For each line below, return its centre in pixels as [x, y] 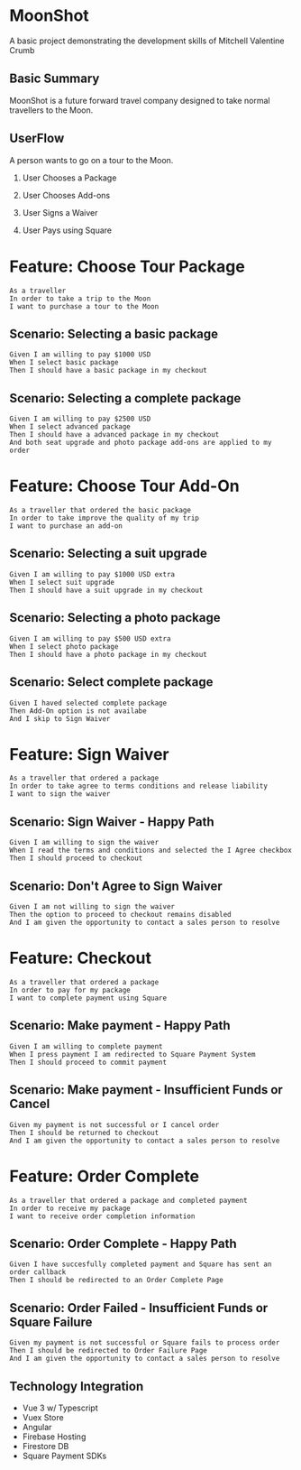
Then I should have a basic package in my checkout [108, 371]
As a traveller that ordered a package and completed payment [128, 1200]
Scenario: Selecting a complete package [125, 398]
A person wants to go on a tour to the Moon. [91, 160]
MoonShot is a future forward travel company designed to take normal [140, 100]
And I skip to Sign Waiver [60, 718]
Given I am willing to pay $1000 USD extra [92, 574]
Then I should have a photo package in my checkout [108, 654]
